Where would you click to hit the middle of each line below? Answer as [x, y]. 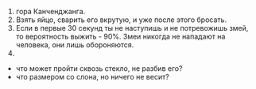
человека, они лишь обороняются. [75, 45]
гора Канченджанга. [50, 11]
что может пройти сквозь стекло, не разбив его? [99, 69]
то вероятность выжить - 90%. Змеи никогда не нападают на [120, 36]
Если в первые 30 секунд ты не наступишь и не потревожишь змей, [132, 28]
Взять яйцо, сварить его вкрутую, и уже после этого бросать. [121, 20]
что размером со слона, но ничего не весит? [92, 77]
